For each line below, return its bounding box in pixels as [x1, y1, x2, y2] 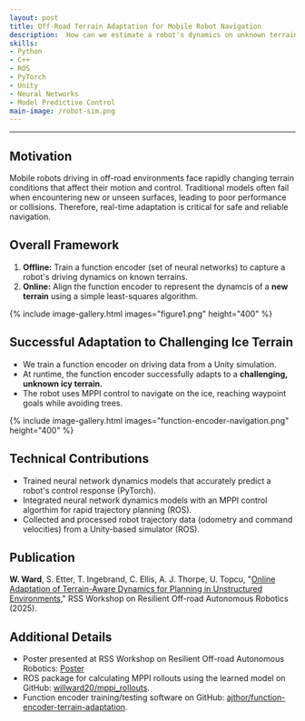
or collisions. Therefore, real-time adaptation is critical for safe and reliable [9, 202, 289, 213]
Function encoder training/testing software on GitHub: [22, 692, 225, 703]
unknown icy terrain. [22, 378, 103, 389]
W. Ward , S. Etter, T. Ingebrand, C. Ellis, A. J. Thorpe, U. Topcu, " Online [9, 574, 276, 585]
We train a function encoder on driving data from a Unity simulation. [22, 358, 277, 369]
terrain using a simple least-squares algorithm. [22, 290, 199, 301]
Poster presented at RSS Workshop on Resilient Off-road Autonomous [22, 654, 284, 665]
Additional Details [9, 629, 113, 645]
